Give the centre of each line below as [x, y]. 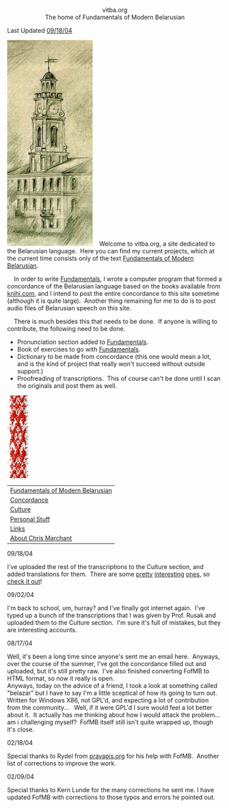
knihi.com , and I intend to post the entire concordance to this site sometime [113, 293]
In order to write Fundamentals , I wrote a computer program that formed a [118, 279]
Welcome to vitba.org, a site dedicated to [157, 244]
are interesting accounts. [42, 630]
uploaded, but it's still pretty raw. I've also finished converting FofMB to [108, 671]
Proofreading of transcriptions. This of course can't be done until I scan [119, 378]
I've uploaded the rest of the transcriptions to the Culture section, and [105, 566]
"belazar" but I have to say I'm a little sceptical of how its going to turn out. [112, 693]
